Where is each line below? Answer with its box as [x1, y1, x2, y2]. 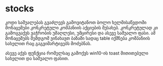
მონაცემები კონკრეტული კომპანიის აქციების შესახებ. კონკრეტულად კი [5, 24, 158, 30]
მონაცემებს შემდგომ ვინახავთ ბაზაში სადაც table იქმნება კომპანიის [5, 35, 150, 41]
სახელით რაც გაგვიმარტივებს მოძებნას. [5, 40, 92, 46]
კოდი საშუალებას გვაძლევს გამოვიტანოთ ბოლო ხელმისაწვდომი [5, 19, 147, 25]
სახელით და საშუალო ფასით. [5, 55, 69, 61]
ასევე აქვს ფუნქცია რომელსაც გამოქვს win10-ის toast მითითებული [5, 50, 148, 56]
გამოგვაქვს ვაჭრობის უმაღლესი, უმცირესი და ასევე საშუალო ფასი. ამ [5, 30, 155, 36]
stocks [5, 3, 34, 14]
